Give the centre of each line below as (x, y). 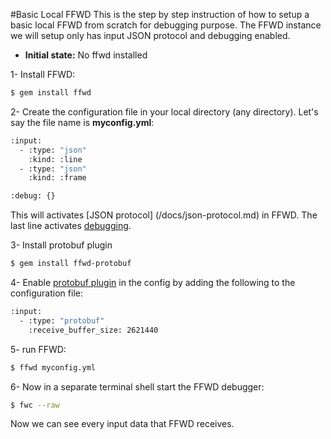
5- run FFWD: (38, 349)
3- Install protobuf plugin (61, 245)
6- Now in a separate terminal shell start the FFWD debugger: (137, 386)
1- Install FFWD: (43, 74)
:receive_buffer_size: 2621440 (93, 330)
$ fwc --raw (35, 405)
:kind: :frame (57, 178)
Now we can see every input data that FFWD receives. (122, 424)
